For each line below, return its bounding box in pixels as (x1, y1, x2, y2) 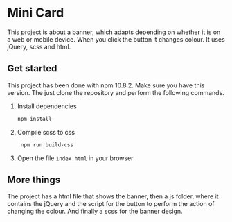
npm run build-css (20, 141, 74, 148)
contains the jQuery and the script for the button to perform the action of (7, 200, 215, 208)
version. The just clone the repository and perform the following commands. (7, 88, 225, 96)
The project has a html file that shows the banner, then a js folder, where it (7, 192, 220, 200)
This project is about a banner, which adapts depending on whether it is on (7, 28, 221, 36)
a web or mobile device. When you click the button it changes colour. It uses (7, 35, 225, 43)
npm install (17, 115, 52, 122)
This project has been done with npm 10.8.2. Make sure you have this (7, 81, 205, 89)
